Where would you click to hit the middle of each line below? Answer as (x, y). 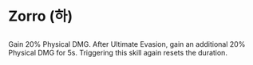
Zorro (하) (41, 16)
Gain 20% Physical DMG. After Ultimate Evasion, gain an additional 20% (127, 44)
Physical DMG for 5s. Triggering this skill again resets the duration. (118, 52)
